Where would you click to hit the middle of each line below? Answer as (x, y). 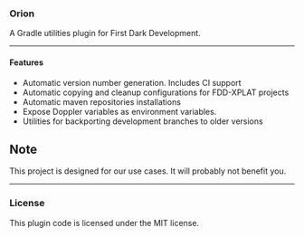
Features (26, 62)
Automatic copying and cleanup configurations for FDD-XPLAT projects (156, 92)
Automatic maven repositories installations (101, 101)
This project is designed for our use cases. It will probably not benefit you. (148, 171)
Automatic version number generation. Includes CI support (132, 82)
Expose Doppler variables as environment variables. (119, 111)
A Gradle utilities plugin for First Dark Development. (105, 33)
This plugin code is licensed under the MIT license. (104, 223)
